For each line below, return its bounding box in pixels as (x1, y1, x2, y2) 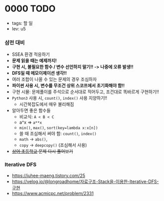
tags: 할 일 (11, 20, 33, 26)
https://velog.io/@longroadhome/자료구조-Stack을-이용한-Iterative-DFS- (11, 178, 159, 185)
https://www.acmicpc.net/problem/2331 (11, 190, 94, 196)
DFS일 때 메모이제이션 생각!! (11, 70, 67, 76)
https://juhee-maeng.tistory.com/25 (11, 173, 85, 179)
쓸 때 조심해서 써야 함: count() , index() (19, 131, 97, 137)
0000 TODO (4, 3, 56, 14)
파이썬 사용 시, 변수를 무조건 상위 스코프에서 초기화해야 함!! (11, 83, 125, 89)
